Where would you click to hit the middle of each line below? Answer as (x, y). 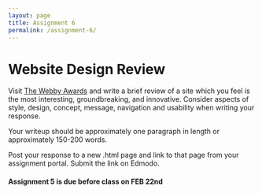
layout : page (30, 15)
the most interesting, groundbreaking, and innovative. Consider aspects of (129, 99)
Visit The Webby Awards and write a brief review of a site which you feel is (129, 91)
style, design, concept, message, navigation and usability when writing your (131, 108)
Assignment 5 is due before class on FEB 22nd (86, 181)
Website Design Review (87, 69)
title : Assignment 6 (42, 23)
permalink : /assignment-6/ (52, 30)
